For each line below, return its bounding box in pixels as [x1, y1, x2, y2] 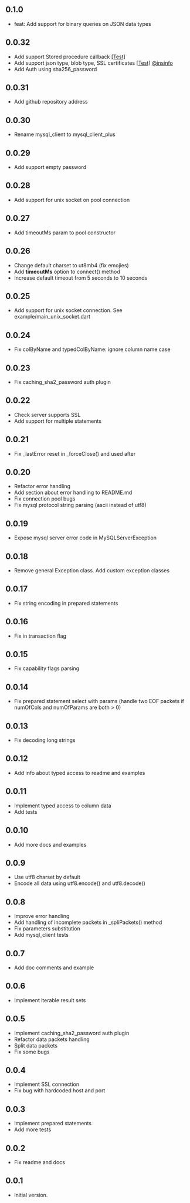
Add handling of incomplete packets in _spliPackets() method [13, 919, 162, 926]
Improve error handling [13, 913, 70, 920]
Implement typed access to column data [13, 802, 112, 809]
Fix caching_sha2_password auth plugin [13, 378, 111, 385]
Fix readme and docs [13, 1159, 66, 1165]
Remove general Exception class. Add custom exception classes [13, 567, 170, 574]
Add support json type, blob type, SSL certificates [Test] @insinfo [13, 59, 174, 67]
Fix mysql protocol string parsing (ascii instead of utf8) [13, 502, 147, 509]
